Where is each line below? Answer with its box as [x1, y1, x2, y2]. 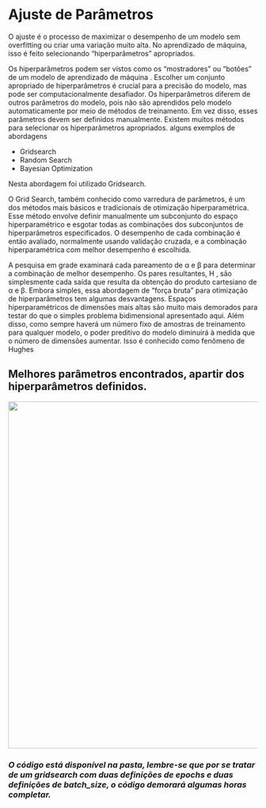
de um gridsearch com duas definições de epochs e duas [8, 769, 234, 780]
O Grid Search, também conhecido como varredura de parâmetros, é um [8, 194, 245, 204]
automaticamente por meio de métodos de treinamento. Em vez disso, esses [8, 105, 258, 116]
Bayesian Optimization [19, 163, 93, 173]
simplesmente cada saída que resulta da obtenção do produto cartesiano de [8, 277, 257, 286]
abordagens [8, 131, 47, 140]
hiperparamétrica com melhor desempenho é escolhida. [8, 244, 192, 255]
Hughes [8, 344, 34, 354]
